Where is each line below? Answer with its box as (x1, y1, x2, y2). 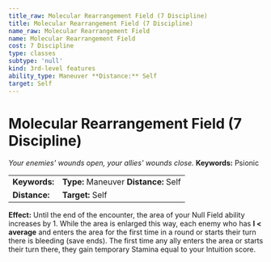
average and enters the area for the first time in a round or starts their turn (8, 227, 256, 237)
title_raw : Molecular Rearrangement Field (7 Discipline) (8, 11, 208, 20)
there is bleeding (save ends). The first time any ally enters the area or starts (8, 236, 264, 246)
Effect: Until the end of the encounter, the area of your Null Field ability (8, 210, 245, 220)
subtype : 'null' (8, 57, 63, 65)
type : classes (8, 49, 57, 57)
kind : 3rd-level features (8, 65, 95, 73)
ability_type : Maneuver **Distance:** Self (8, 72, 158, 80)
